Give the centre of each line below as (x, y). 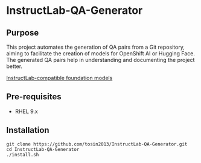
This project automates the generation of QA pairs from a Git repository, (96, 47)
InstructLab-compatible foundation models (59, 78)
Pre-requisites (34, 97)
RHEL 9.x (26, 111)
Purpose (23, 33)
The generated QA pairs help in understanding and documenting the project (101, 60)
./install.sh (23, 155)
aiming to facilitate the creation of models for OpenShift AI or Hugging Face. (101, 54)
